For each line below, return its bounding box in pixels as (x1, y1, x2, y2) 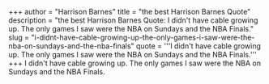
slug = (8, 32, 30, 42)
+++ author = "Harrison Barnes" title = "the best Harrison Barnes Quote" (8, 7, 251, 16)
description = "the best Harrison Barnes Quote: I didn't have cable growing (8, 15, 258, 25)
